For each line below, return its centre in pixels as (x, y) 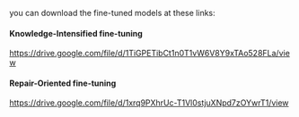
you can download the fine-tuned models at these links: (112, 13)
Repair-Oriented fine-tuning (63, 83)
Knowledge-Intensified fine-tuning (76, 33)
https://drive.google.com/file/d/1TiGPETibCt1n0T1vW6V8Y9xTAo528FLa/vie (149, 54)
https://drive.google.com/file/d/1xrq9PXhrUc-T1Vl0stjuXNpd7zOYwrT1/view (149, 103)
